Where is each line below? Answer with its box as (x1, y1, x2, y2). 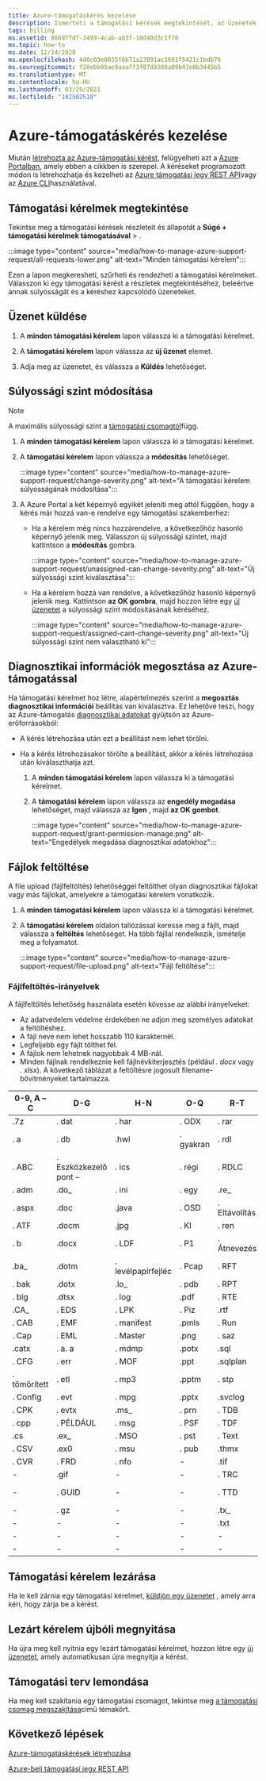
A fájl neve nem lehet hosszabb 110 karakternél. (19, 1031, 176, 1041)
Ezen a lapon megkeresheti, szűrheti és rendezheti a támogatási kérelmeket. (8, 271, 257, 279)
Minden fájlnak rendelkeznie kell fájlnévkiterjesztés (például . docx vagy (19, 1057, 255, 1066)
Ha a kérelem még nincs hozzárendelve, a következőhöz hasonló (31, 523, 244, 532)
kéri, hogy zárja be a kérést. (8, 1599, 99, 1609)
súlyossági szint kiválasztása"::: (31, 572, 136, 582)
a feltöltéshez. (19, 1023, 66, 1032)
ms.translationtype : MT (8, 71, 87, 79)
